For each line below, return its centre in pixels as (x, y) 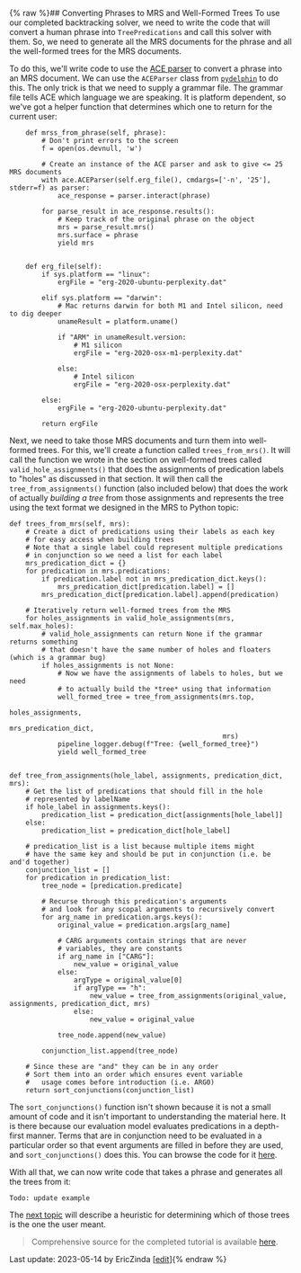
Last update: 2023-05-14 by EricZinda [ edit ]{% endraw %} (118, 1259)
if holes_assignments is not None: (108, 665)
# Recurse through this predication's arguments (134, 902)
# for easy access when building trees (100, 539)
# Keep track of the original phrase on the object (156, 219)
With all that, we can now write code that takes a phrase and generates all (146, 1172)
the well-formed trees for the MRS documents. (96, 51)
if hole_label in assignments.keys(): (98, 807)
